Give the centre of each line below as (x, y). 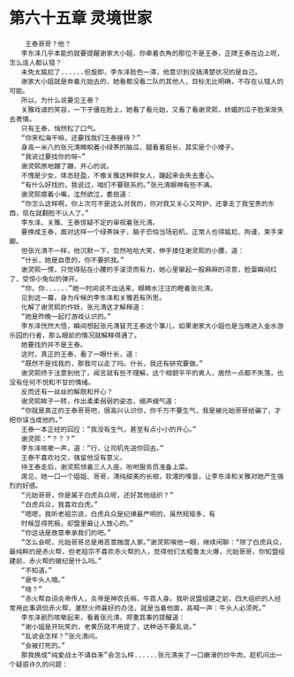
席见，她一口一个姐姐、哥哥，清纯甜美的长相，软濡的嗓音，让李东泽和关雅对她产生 (149, 476)
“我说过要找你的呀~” (53, 157)
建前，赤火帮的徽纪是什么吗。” (56, 561)
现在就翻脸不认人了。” (55, 213)
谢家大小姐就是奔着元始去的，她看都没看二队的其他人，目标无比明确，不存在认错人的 (152, 81)
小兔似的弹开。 (58, 279)
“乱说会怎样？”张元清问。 (61, 636)
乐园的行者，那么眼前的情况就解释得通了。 (75, 335)
